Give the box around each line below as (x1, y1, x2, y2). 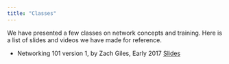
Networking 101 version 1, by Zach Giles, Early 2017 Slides (16, 49, 181, 57)
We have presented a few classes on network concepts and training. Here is (7, 29, 223, 37)
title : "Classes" (7, 10, 57, 17)
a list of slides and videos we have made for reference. (7, 35, 162, 44)
